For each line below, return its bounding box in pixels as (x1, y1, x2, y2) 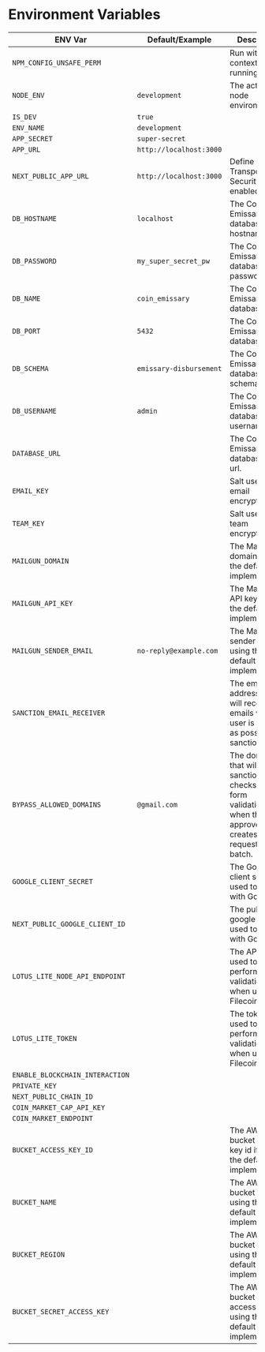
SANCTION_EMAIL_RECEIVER (12, 708, 106, 717)
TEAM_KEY (12, 519, 45, 528)
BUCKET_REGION (12, 1249, 65, 1259)
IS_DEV (12, 112, 37, 122)
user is (230, 717, 255, 728)
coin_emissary (136, 294, 190, 303)
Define (230, 155, 255, 167)
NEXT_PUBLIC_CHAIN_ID (12, 1092, 93, 1101)
